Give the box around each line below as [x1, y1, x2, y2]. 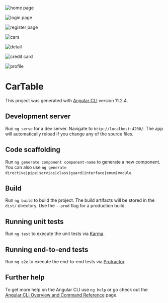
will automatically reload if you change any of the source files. [5, 131, 134, 137]
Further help [5, 273, 45, 282]
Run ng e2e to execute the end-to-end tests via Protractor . [5, 259, 126, 264]
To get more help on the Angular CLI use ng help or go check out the [5, 286, 148, 292]
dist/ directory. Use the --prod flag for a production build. [5, 203, 126, 209]
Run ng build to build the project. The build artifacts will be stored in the [5, 197, 155, 203]
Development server [5, 112, 71, 121]
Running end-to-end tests [5, 245, 89, 254]
